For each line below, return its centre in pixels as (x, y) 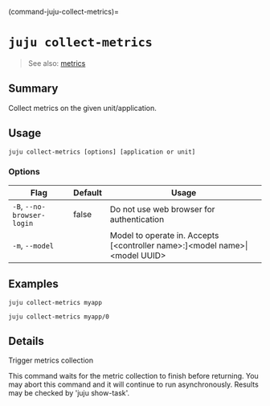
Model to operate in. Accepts (164, 235)
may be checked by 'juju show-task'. (69, 393)
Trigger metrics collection (51, 360)
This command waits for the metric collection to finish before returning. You (133, 376)
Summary (33, 89)
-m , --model (33, 245)
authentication (137, 219)
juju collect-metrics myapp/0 (59, 317)
